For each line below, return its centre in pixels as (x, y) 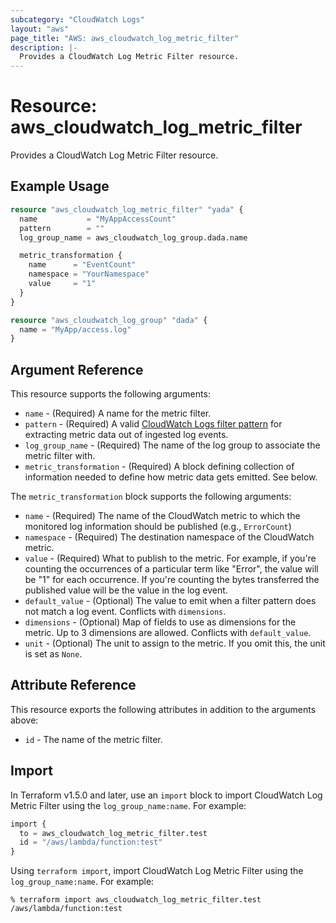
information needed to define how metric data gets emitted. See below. (171, 477)
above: (24, 720)
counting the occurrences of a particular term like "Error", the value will (171, 569)
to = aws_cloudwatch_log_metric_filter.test (113, 833)
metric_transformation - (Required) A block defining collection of (159, 467)
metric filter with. (60, 456)
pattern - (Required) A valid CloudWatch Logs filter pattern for (153, 424)
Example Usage (60, 186)
